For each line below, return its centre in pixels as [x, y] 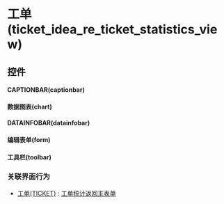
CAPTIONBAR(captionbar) [46, 90]
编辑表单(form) [29, 139]
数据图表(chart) [30, 107]
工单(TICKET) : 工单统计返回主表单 [66, 193]
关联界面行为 [29, 177]
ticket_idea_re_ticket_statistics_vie [114, 30]
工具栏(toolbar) [30, 157]
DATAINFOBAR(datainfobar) [49, 123]
